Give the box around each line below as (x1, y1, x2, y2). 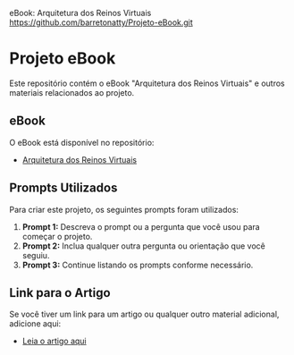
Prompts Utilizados (9, 181, 118, 196)
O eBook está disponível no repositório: (9, 137, 155, 148)
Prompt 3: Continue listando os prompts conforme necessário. (21, 259, 254, 270)
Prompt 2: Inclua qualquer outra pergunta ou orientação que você (21, 241, 265, 251)
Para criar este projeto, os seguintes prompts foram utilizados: (9, 204, 239, 215)
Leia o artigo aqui (21, 335, 87, 347)
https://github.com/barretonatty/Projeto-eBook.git (9, 17, 194, 28)
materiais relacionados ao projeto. (9, 87, 135, 97)
